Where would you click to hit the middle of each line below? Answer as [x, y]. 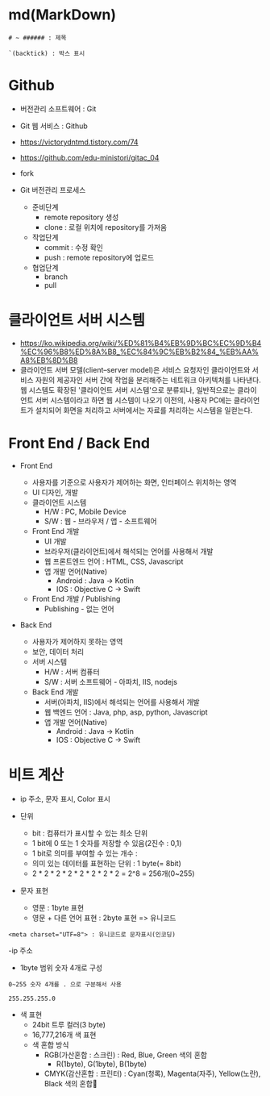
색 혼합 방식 [50, 1044]
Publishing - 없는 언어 [79, 608]
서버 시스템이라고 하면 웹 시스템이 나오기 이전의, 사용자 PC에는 [133, 400]
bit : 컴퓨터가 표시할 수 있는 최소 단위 [90, 833]
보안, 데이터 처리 [58, 652]
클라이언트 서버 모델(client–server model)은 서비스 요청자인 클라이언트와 [135, 369]
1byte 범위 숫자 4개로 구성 [61, 967]
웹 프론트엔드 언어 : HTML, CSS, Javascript [114, 561]
